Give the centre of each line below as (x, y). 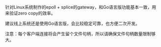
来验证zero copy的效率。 (30, 13)
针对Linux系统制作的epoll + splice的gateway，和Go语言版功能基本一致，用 (81, 7)
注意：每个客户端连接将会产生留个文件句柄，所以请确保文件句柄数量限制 (78, 34)
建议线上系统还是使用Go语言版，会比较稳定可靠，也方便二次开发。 (72, 23)
